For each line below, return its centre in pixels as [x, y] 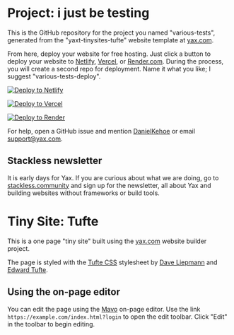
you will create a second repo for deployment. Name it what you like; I [109, 69]
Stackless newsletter [55, 161]
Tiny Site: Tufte [53, 221]
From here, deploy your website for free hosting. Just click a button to [109, 54]
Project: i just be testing [78, 13]
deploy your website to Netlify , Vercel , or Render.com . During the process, [116, 61]
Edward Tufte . [28, 269]
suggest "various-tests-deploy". [54, 76]
